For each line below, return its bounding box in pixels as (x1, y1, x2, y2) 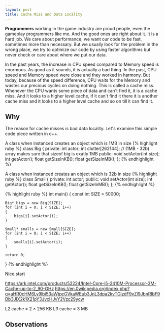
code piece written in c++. (5, 131, 59, 137)
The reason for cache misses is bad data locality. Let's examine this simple (5, 126, 157, 132)
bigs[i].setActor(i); (14, 214, 58, 219)
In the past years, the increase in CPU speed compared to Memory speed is (5, 61, 159, 67)
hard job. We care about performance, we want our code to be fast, (5, 36, 142, 42)
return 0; (5, 253, 26, 258)
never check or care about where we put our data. (5, 51, 107, 57)
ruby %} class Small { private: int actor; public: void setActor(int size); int (5, 176, 153, 182)
